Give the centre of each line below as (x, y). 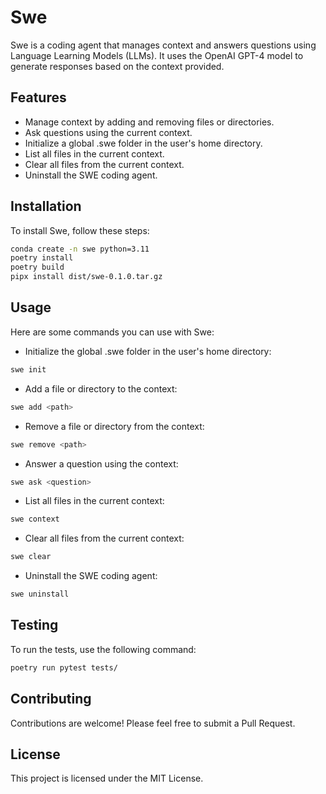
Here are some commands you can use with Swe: (112, 332)
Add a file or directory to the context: (101, 388)
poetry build (37, 267)
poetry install (42, 258)
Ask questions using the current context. (108, 132)
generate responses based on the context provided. (117, 66)
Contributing (51, 699)
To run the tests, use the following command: (103, 649)
